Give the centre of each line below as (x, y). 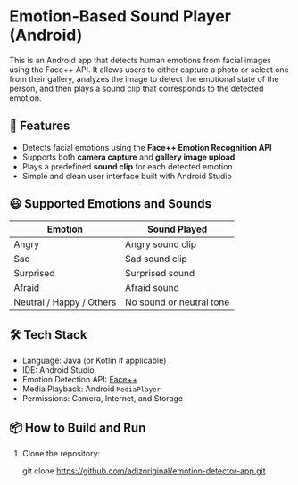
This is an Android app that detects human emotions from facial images (141, 60)
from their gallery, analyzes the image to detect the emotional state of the (144, 78)
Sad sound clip (156, 259)
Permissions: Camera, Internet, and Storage (103, 399)
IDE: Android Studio (58, 370)
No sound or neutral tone (177, 302)
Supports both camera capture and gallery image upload (128, 157)
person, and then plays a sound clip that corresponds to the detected (137, 88)
